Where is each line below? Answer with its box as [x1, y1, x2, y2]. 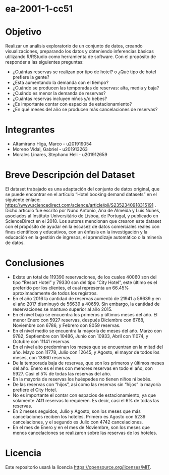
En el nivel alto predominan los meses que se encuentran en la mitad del [12, 344, 163, 350]
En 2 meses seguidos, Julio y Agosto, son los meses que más [12, 408, 141, 414]
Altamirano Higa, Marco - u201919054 [12, 141, 92, 147]
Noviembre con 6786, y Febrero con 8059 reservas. [12, 322, 121, 328]
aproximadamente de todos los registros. [12, 290, 98, 296]
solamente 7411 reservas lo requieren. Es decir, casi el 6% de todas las [12, 397, 159, 403]
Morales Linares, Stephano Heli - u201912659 [12, 152, 107, 158]
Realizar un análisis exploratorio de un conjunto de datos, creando [5, 43, 143, 49]
